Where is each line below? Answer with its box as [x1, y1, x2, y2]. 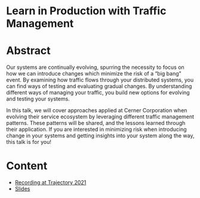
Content [6, 159, 48, 173]
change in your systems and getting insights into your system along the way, [6, 132, 195, 139]
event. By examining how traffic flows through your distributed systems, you [6, 76, 194, 84]
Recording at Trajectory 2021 [14, 179, 87, 186]
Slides [14, 186, 30, 193]
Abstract [6, 44, 51, 58]
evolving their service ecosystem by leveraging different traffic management [6, 113, 195, 120]
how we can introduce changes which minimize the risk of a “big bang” [6, 70, 181, 77]
